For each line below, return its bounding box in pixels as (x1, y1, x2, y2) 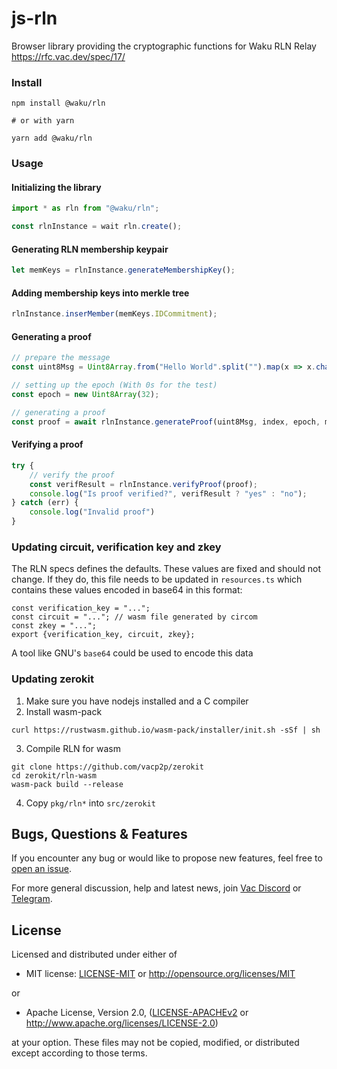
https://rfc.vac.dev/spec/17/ (11, 50, 126, 62)
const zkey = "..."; (11, 621, 98, 631)
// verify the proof (29, 470, 115, 480)
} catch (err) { (11, 498, 79, 508)
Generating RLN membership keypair (11, 243, 169, 255)
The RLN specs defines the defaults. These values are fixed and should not (11, 563, 322, 575)
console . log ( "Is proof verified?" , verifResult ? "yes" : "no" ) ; (29, 488, 308, 499)
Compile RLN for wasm (25, 742, 121, 754)
